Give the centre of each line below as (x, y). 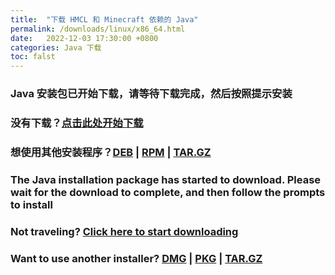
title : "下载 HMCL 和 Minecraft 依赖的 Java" (104, 19)
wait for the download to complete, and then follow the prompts (168, 192)
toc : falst (33, 57)
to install (31, 204)
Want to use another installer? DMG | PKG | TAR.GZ (136, 258)
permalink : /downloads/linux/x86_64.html (98, 29)
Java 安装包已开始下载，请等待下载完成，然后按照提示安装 (151, 94)
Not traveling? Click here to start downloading (124, 231)
